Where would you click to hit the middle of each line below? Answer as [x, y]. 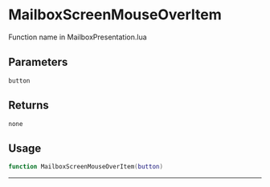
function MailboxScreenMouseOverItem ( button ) [86, 167]
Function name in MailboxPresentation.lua [78, 37]
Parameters [38, 62]
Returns [29, 106]
